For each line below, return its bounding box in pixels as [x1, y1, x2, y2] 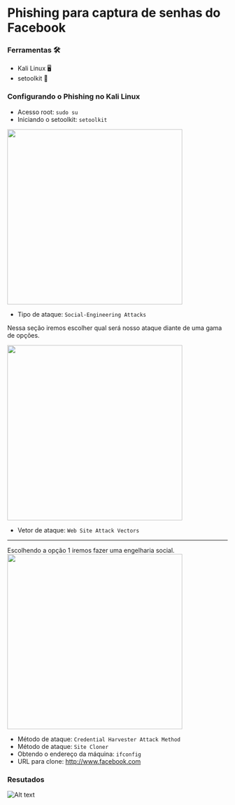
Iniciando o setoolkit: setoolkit [17, 115, 108, 123]
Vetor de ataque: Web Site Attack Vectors [17, 525, 140, 534]
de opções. [7, 331, 40, 339]
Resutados [7, 774, 45, 784]
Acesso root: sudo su [17, 107, 78, 116]
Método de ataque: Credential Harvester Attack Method [17, 734, 180, 743]
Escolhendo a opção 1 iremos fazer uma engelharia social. [7, 546, 175, 554]
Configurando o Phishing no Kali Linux [7, 92, 141, 102]
